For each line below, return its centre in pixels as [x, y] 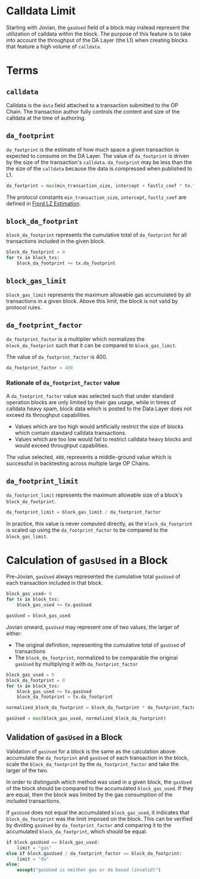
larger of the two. [27, 770]
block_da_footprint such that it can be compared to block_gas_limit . [91, 345]
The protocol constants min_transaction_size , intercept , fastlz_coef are [96, 197]
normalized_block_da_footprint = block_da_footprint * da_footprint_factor [102, 708]
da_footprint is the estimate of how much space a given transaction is [93, 149]
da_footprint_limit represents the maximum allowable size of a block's [94, 495]
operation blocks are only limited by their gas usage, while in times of [91, 402]
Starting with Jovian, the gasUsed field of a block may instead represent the [98, 27]
